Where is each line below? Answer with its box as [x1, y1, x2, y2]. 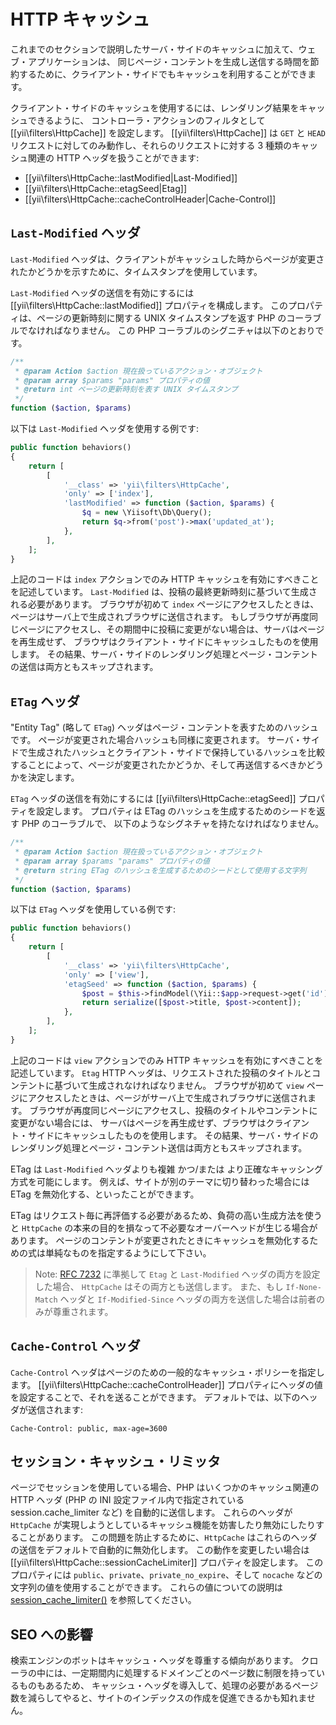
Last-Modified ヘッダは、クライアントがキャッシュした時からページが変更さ [10, 253, 325, 265]
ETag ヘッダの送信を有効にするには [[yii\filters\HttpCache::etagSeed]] [10, 793, 297, 805]
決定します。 [27, 771, 80, 784]
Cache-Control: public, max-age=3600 [10, 1423, 168, 1434]
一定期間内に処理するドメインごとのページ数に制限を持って [71, 1667, 317, 1679]
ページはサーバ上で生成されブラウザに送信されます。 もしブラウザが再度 [10, 611, 310, 623]
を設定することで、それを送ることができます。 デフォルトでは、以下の [10, 1391, 301, 1403]
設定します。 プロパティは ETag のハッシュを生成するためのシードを [36, 805, 317, 817]
